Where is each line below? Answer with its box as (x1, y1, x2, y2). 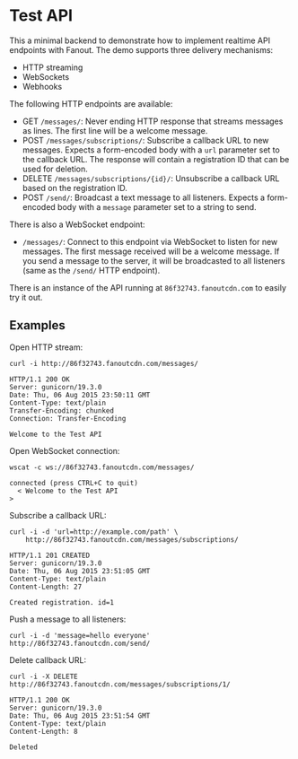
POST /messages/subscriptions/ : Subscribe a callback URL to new (22, 135, 269, 145)
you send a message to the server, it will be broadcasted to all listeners (22, 255, 285, 266)
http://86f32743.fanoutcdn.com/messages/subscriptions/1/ (9, 679, 231, 689)
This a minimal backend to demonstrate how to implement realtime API (9, 35, 271, 46)
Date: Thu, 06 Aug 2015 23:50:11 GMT (9, 390, 151, 399)
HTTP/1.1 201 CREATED (9, 551, 91, 560)
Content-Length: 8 (9, 727, 78, 736)
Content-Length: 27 (9, 582, 83, 591)
